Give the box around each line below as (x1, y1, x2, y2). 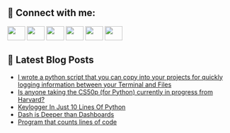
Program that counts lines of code (17, 118, 117, 126)
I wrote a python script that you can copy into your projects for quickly (17, 72, 223, 81)
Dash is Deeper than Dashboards (17, 110, 115, 118)
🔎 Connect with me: (7, 7, 96, 19)
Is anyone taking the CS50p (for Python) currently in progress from (17, 87, 214, 96)
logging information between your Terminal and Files (17, 80, 172, 89)
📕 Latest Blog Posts (7, 54, 94, 66)
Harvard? (17, 95, 45, 103)
